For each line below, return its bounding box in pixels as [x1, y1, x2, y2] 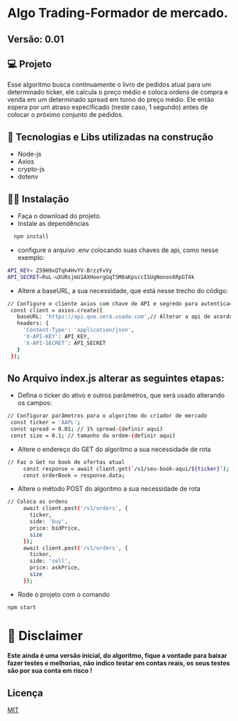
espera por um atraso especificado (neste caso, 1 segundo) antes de [7, 103, 208, 111]
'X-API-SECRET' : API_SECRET [23, 339, 106, 346]
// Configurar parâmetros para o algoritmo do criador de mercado [7, 412, 208, 419]
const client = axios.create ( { [10, 307, 103, 314]
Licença [7, 687, 44, 699]
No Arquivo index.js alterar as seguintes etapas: [7, 372, 225, 384]
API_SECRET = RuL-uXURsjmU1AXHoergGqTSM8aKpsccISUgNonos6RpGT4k [7, 273, 195, 280]
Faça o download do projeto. [17, 212, 101, 220]
